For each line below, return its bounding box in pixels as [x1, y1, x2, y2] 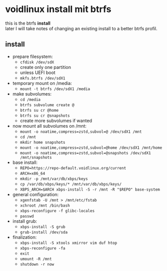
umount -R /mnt [20, 256, 52, 261]
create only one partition [20, 64, 71, 70]
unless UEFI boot [20, 69, 56, 75]
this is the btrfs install [5, 20, 51, 26]
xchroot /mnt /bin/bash [20, 203, 70, 208]
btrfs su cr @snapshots [20, 113, 70, 118]
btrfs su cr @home [20, 108, 59, 113]
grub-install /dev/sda [20, 230, 68, 235]
